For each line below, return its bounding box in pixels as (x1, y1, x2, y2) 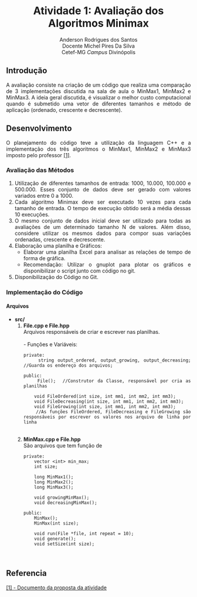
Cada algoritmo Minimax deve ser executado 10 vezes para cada (14, 198, 191, 205)
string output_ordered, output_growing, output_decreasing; (38, 357, 191, 363)
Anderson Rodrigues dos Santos (59, 36, 138, 43)
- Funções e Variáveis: (23, 340, 78, 348)
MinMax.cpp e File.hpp (23, 436, 81, 443)
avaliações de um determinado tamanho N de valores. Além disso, (14, 223, 191, 230)
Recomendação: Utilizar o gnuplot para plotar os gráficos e (23, 261, 191, 268)
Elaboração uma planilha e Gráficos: (14, 242, 103, 249)
